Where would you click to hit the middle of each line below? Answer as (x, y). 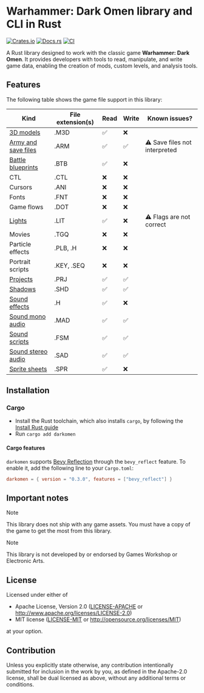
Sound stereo (29, 351)
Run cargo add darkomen (45, 434)
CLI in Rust (34, 24)
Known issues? (170, 118)
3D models (25, 132)
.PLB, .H (66, 248)
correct (156, 225)
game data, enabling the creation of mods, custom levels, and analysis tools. (102, 66)
